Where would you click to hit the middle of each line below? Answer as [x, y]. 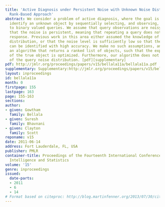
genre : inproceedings [27, 169]
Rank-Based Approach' [32, 14]
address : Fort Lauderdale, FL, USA [41, 147]
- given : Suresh [22, 119]
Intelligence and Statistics [39, 160]
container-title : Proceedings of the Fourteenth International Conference [83, 155]
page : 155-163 [20, 96]
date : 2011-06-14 [23, 142]
